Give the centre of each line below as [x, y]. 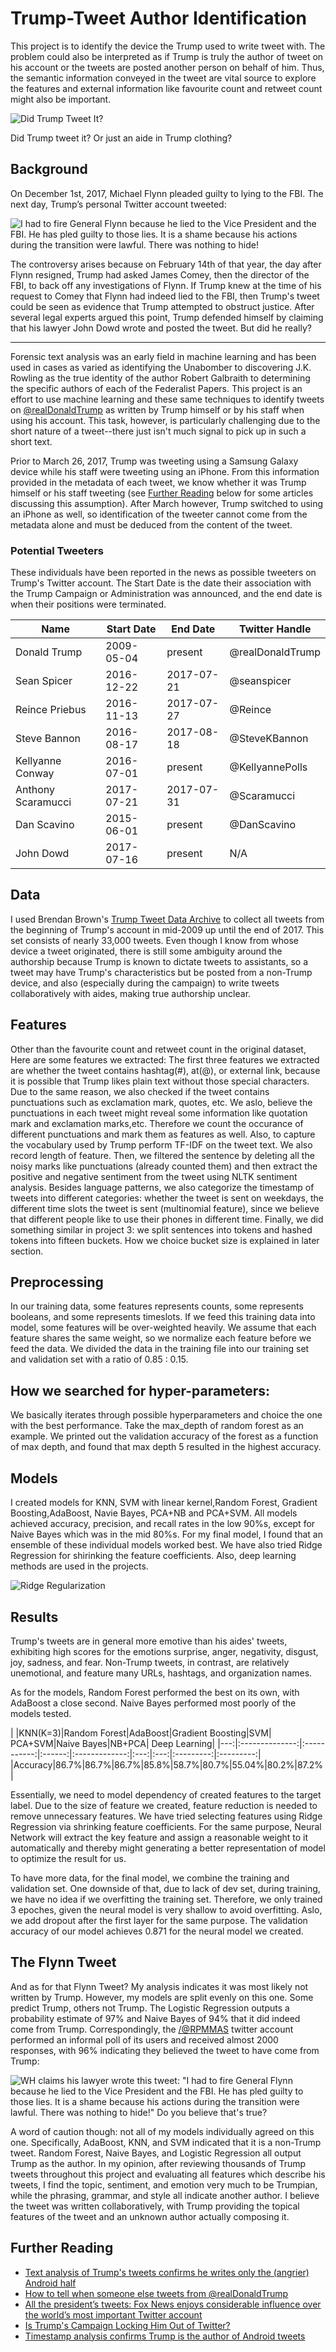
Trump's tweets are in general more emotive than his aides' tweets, [149, 1641]
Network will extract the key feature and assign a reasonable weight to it [159, 1837]
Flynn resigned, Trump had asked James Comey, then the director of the [160, 274]
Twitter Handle [275, 629]
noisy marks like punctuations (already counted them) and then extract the [164, 1166]
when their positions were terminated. [88, 604]
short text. [31, 441]
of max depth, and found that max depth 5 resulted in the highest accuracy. [166, 1447]
